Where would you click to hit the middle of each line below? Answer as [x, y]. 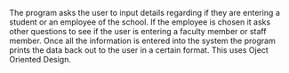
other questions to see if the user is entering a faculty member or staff [138, 31]
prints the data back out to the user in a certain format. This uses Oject [139, 50]
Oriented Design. [40, 59]
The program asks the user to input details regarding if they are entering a [144, 13]
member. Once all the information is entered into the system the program [142, 40]
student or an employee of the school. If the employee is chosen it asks [140, 22]
